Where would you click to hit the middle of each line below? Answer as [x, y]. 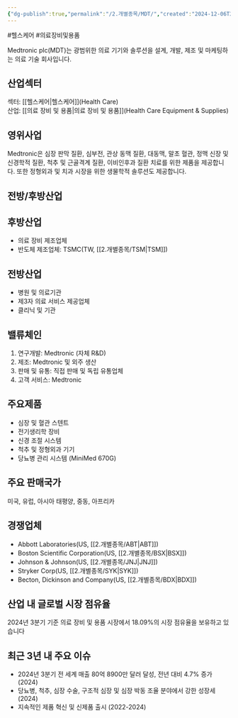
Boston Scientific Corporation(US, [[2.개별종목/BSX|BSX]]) [102, 553]
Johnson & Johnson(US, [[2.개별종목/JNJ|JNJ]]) [87, 562]
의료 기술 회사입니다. [43, 59]
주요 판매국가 [34, 483]
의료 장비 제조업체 [42, 241]
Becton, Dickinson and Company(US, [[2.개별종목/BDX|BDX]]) [107, 580]
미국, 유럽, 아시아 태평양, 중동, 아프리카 [61, 501]
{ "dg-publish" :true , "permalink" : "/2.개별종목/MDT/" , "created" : [100, 14]
